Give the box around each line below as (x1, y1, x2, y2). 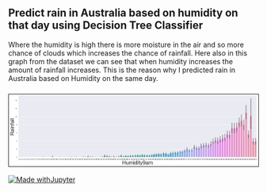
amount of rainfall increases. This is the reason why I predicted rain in (8, 65, 236, 75)
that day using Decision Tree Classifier (8, 19, 204, 33)
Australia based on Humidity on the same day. (8, 73, 158, 83)
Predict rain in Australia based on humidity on (8, 6, 238, 20)
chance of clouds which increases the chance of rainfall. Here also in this (8, 48, 248, 58)
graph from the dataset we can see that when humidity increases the (8, 56, 234, 66)
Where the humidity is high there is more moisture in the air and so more (8, 40, 244, 49)
